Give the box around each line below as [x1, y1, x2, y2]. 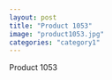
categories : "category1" [9, 37, 101, 47]
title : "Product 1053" [9, 21, 93, 30]
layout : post [9, 12, 57, 22]
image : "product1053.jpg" [9, 29, 104, 38]
